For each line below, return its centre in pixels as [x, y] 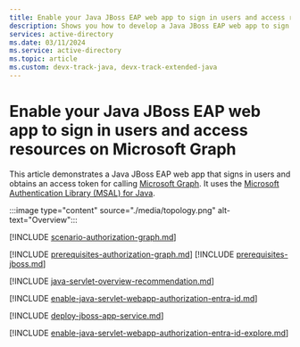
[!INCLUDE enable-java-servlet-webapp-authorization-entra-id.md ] [133, 298]
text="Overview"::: [43, 219]
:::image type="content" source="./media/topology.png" [112, 210]
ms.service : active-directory [66, 51]
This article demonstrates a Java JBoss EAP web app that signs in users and [150, 174]
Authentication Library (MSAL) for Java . [83, 193]
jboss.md [26, 263]
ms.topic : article [43, 59]
